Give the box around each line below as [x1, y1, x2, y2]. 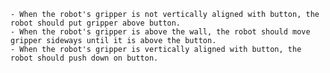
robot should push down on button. [10, 53, 159, 63]
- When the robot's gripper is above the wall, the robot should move [10, 27, 311, 37]
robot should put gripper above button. [10, 18, 182, 28]
